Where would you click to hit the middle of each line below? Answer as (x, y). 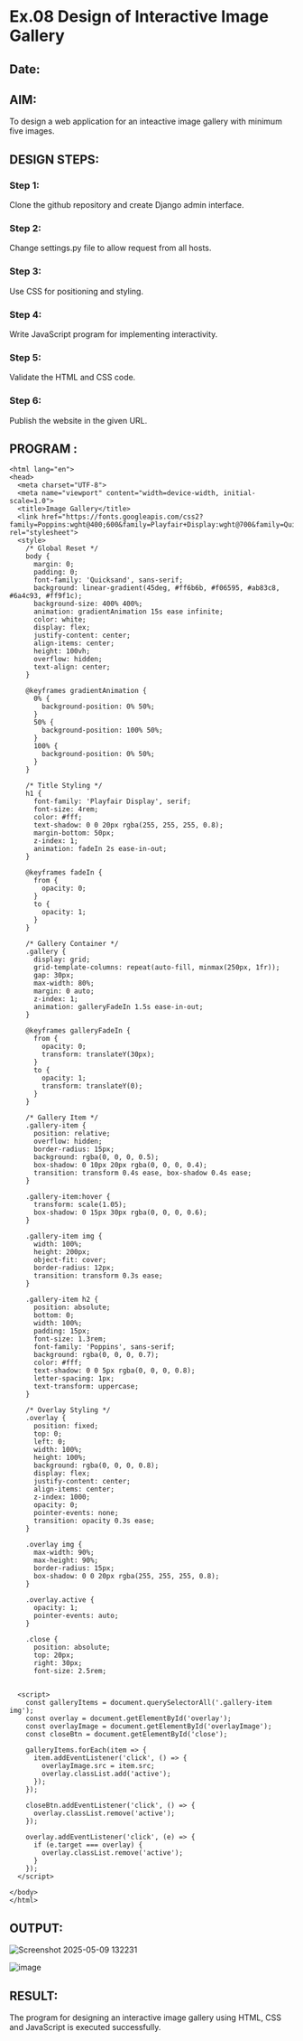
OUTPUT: (36, 1928)
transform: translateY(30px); (98, 1054)
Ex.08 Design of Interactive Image (139, 17)
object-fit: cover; (69, 1260)
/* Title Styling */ (64, 786)
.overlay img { (54, 1545)
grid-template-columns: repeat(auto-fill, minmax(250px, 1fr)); (156, 968)
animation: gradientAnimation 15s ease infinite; (128, 612)
